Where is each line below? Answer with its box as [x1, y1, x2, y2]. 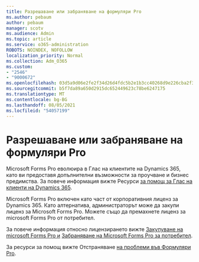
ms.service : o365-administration [6, 42, 89, 48]
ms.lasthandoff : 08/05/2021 [6, 102, 76, 108]
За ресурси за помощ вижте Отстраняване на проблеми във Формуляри [6, 244, 191, 251]
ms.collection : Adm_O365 [6, 58, 68, 64]
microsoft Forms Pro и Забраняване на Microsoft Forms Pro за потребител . [6, 232, 193, 240]
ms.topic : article [6, 36, 52, 42]
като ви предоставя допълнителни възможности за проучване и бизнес [6, 172, 189, 179]
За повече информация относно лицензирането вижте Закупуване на [6, 226, 184, 233]
